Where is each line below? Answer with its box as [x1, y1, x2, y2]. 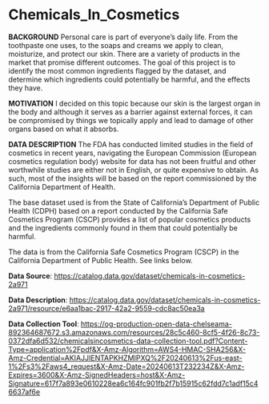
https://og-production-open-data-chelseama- [80, 318, 232, 329]
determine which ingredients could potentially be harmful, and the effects [8, 74, 251, 84]
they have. [8, 82, 43, 93]
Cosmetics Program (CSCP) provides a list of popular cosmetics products [8, 214, 251, 224]
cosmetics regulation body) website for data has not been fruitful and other [8, 156, 256, 166]
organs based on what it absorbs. [8, 124, 119, 134]
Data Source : [8, 270, 53, 281]
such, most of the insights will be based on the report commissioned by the [8, 174, 257, 183]
